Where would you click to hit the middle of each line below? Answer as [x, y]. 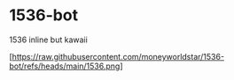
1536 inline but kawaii [49, 40]
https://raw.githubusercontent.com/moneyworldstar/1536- [118, 56]
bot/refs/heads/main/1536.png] [66, 66]
